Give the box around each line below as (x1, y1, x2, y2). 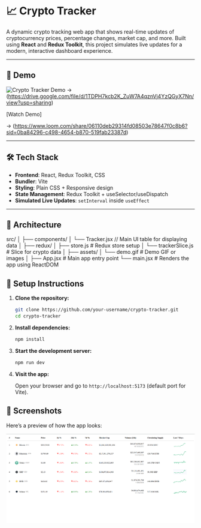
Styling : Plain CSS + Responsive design (14, 184, 114, 191)
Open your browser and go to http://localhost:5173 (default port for (14, 382, 186, 389)
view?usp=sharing (6, 99, 52, 106)
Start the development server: (14, 347, 92, 354)
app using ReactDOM (6, 261, 59, 268)
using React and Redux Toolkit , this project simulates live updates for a (6, 41, 182, 48)
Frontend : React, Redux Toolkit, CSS (14, 171, 106, 178)
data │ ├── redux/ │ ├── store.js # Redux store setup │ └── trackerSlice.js (6, 242, 194, 249)
